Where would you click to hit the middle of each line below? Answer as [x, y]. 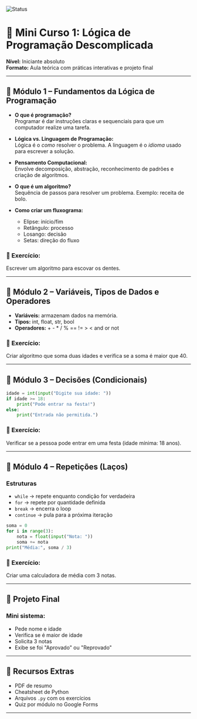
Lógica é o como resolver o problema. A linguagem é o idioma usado [98, 145]
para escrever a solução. [45, 151]
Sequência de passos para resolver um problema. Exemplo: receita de [99, 192]
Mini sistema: [26, 616]
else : [13, 410]
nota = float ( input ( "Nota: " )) [55, 537]
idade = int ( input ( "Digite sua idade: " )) [59, 393]
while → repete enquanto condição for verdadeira [75, 496]
